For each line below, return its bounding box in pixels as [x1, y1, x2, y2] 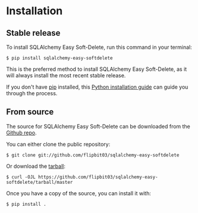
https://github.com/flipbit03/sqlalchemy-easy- [37, 174, 159, 180]
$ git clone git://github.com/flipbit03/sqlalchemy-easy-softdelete [6, 152, 180, 158]
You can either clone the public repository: [6, 140, 111, 148]
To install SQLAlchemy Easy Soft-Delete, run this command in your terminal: [6, 43, 192, 51]
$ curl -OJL [6, 174, 36, 180]
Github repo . [6, 129, 37, 136]
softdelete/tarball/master [6, 179, 73, 185]
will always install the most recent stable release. [6, 72, 126, 79]
